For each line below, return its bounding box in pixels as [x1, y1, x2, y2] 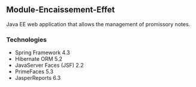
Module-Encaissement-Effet [6, 5, 115, 15]
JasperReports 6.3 [14, 74, 61, 82]
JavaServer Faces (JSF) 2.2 [14, 62, 84, 69]
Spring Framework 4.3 [14, 49, 70, 56]
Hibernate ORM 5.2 [14, 55, 63, 63]
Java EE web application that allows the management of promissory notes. [6, 20, 191, 27]
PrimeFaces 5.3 [14, 68, 54, 75]
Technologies [6, 35, 47, 44]
